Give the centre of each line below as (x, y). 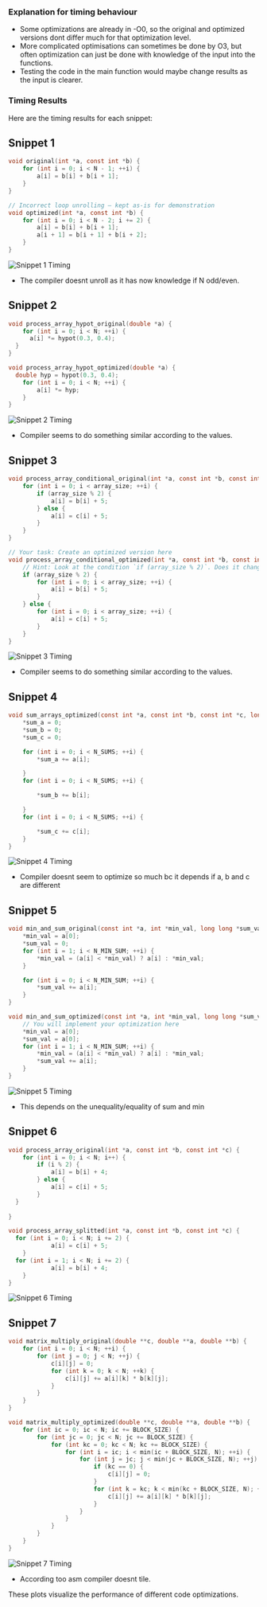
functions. (36, 63)
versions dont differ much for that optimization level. (105, 37)
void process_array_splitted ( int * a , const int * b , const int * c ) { (124, 1231)
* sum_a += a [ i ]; (64, 759)
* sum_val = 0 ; (46, 944)
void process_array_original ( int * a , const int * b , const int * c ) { (124, 1150)
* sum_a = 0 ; (42, 723)
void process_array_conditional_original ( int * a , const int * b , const (128, 479)
